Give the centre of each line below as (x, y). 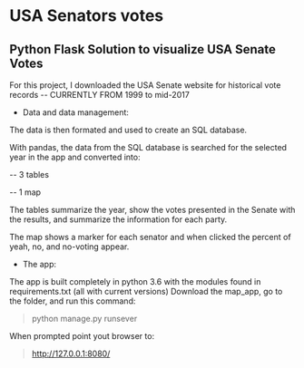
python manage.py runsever (84, 319)
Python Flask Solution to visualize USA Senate (143, 49)
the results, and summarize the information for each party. (118, 219)
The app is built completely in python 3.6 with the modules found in (135, 281)
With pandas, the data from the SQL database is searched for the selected (148, 147)
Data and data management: (76, 112)
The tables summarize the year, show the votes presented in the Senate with (152, 210)
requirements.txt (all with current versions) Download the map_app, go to (146, 291)
